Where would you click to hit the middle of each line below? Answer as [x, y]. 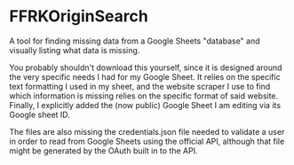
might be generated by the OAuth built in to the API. [103, 150]
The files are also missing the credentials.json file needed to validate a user [147, 131]
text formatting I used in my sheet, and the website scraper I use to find [140, 86]
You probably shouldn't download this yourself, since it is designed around [146, 67]
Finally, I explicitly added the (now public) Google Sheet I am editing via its [145, 105]
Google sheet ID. [40, 114]
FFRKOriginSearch [79, 16]
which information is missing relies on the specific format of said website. [144, 96]
